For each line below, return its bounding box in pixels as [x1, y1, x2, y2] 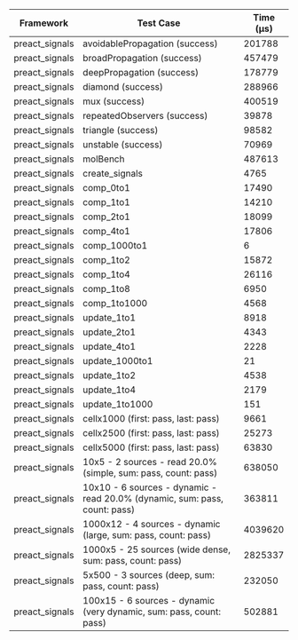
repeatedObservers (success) [82, 110, 208, 122]
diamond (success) [82, 81, 164, 92]
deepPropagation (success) [82, 67, 200, 78]
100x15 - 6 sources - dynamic [82, 595, 216, 606]
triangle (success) [82, 124, 159, 136]
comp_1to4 [82, 268, 130, 280]
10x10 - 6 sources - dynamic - [82, 481, 217, 494]
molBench [82, 153, 125, 165]
